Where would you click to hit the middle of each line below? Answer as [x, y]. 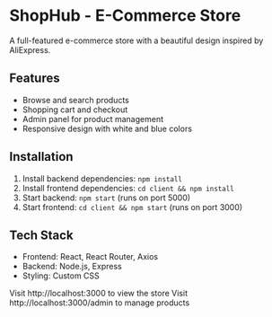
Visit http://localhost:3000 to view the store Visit [99, 294]
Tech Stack [41, 235]
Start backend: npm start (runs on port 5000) [106, 198]
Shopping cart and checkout [75, 110]
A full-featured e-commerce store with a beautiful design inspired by [136, 40]
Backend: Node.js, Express [72, 267]
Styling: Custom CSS [61, 276]
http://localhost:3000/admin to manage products [100, 303]
